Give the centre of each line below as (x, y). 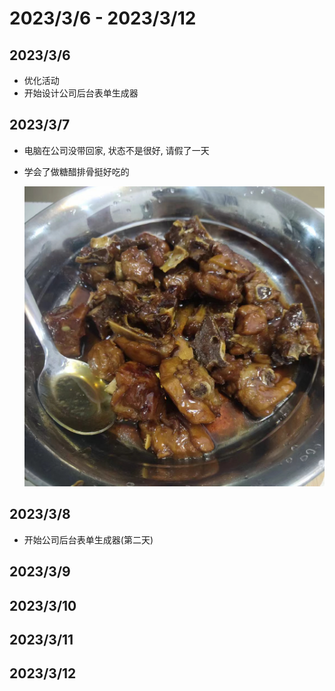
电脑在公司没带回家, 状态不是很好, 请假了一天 (116, 150)
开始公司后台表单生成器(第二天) (88, 539)
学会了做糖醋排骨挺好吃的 (76, 171)
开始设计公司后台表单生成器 (81, 93)
